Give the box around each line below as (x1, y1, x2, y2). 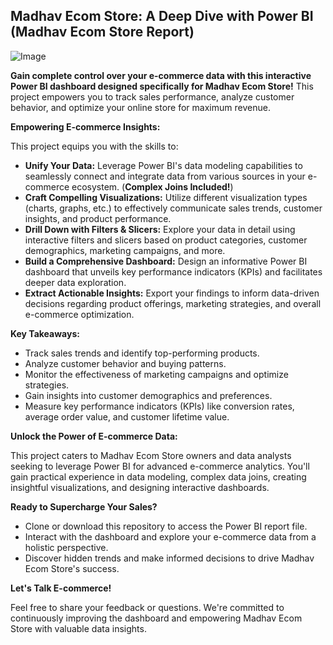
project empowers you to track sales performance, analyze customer (10, 90, 295, 103)
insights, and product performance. (24, 212, 172, 224)
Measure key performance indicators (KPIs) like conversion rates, (24, 400, 295, 412)
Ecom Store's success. (24, 562, 120, 574)
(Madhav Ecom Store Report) (10, 24, 195, 41)
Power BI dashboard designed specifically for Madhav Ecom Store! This (10, 80, 314, 92)
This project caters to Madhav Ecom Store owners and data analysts (10, 449, 292, 461)
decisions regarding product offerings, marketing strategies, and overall (24, 297, 322, 309)
